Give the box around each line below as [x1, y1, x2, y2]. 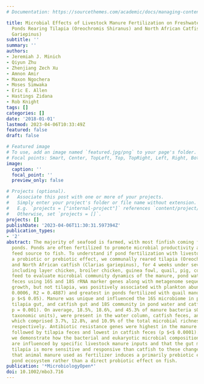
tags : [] [6, 104, 29, 110]
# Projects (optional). [6, 189, 67, 195]
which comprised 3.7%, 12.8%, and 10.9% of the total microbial [12, 318, 178, 325]
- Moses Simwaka [6, 82, 47, 88]
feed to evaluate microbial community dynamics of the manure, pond [12, 273, 189, 279]
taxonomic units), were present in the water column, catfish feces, [12, 312, 191, 318]
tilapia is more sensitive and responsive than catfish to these [12, 346, 181, 352]
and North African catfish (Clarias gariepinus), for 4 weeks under [12, 261, 189, 268]
